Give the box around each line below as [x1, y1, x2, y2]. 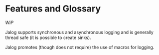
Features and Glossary [5, 3, 101, 14]
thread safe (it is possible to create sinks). [5, 34, 91, 40]
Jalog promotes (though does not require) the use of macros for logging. [5, 44, 155, 50]
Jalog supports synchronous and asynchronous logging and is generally [5, 29, 154, 35]
